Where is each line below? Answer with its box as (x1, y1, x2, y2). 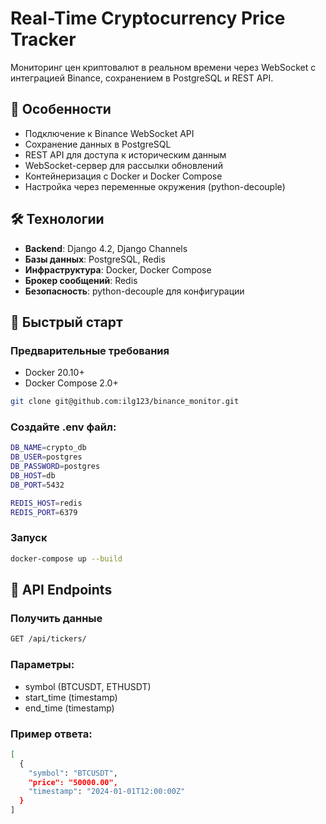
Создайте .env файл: (10, 420, 117, 434)
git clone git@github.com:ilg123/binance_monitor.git (10, 397, 240, 407)
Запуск (10, 531, 48, 545)
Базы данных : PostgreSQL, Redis (24, 253, 166, 265)
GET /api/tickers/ (10, 634, 87, 644)
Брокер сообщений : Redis (24, 274, 138, 286)
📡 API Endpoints (10, 582, 113, 599)
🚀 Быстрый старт (10, 313, 123, 331)
